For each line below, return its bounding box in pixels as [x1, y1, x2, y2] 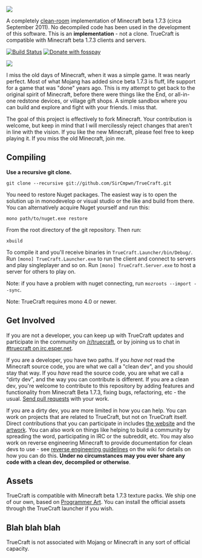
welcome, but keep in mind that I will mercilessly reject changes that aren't [6, 122, 192, 129]
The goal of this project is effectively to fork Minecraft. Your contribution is [6, 115, 192, 123]
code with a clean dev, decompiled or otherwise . [6, 458, 131, 466]
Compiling [6, 152, 47, 163]
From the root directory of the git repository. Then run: [6, 226, 142, 233]
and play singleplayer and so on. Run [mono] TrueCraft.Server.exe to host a [6, 261, 196, 268]
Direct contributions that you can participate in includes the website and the [6, 420, 195, 427]
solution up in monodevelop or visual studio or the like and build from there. [6, 197, 195, 205]
